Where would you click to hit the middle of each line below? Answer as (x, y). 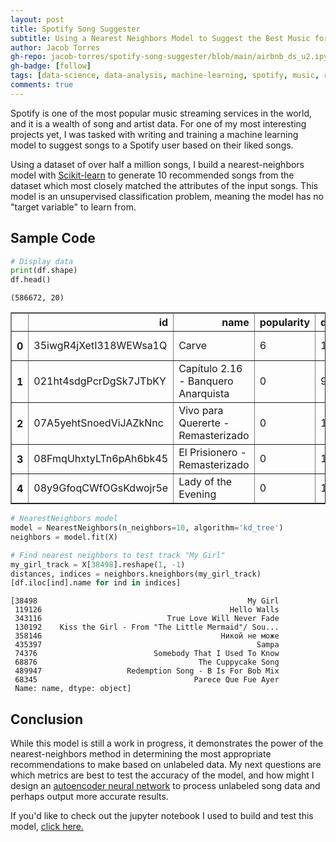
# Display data (42, 261)
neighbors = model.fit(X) (64, 537)
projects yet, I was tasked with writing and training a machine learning (154, 134)
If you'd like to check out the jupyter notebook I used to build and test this (162, 816)
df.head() (31, 280)
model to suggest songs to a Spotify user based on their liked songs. (152, 145)
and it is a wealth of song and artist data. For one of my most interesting (158, 123)
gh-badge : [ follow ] (51, 66)
